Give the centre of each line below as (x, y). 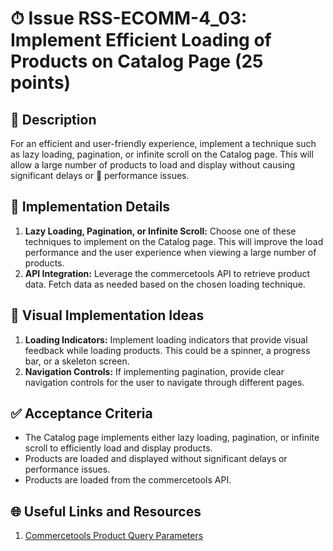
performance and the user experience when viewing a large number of (170, 252)
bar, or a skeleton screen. (77, 361)
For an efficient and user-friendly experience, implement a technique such (163, 143)
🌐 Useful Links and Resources (106, 511)
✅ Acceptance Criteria (81, 413)
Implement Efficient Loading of (141, 40)
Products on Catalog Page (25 (137, 61)
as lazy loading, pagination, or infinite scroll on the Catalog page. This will (162, 154)
